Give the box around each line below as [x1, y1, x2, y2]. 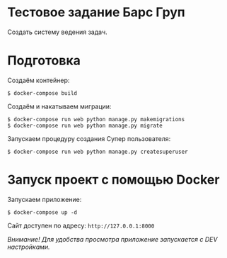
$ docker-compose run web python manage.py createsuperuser [7, 148, 189, 155]
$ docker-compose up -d [7, 208, 78, 216]
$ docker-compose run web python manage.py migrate [7, 122, 163, 129]
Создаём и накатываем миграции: [7, 102, 112, 111]
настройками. [7, 242, 51, 251]
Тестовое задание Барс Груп [7, 4, 185, 21]
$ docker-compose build [7, 89, 78, 96]
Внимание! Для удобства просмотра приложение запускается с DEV [7, 235, 218, 243]
